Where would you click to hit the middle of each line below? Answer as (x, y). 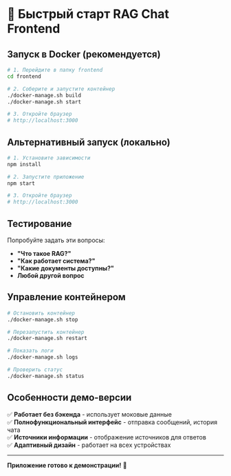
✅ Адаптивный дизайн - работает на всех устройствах (89, 445)
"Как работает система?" (56, 261)
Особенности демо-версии (69, 398)
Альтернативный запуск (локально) (89, 142)
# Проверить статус (35, 370)
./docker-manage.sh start (44, 102)
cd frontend (24, 76)
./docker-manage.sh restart (47, 338)
